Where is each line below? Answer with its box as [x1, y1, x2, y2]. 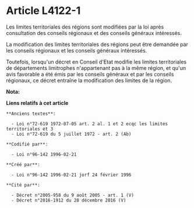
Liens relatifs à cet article [6, 99, 69, 106]
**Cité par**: [6, 182, 41, 188]
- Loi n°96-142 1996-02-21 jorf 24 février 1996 [11, 172, 132, 178]
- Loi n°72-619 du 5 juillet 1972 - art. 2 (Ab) [11, 131, 132, 137]
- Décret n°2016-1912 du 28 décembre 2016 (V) [11, 197, 126, 203]
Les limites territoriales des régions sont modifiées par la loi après [6, 23, 164, 30]
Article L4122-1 [6, 4, 81, 17]
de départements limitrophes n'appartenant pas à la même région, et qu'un [6, 64, 186, 71]
